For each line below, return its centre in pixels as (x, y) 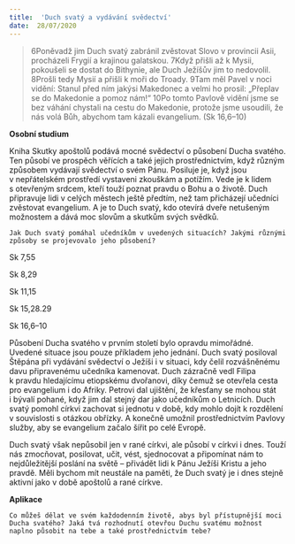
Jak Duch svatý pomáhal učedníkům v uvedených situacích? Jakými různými (148, 233)
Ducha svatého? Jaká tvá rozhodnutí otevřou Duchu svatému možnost (136, 523)
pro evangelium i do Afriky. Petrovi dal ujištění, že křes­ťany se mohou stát (143, 389)
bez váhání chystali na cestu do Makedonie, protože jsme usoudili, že (157, 107)
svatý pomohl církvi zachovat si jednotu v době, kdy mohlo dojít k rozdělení (146, 409)
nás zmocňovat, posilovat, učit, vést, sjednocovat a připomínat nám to (136, 454)
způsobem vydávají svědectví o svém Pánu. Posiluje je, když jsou (128, 170)
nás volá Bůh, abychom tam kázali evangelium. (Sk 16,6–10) (139, 117)
